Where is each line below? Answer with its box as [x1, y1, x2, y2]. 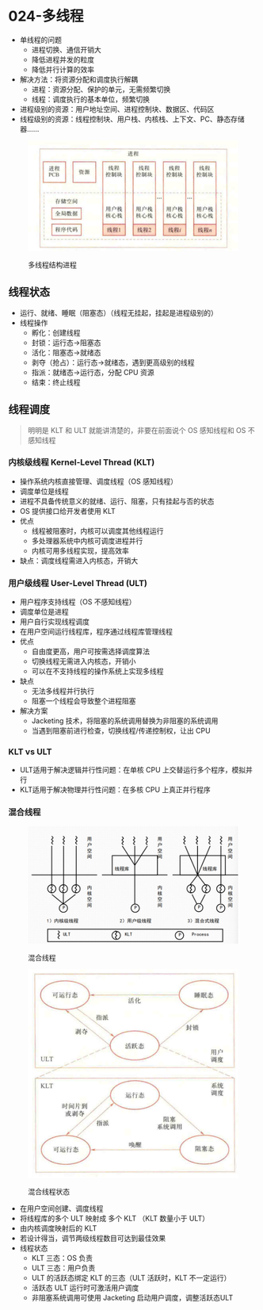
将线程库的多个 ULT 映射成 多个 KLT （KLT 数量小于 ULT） [19, 1214, 210, 1224]
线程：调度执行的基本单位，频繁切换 [31, 94, 151, 104]
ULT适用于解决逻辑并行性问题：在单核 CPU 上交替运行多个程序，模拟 [19, 765, 246, 775]
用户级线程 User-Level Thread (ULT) [8, 577, 148, 588]
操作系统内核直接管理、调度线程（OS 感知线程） [19, 477, 178, 486]
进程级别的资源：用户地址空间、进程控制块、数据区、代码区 [19, 104, 215, 113]
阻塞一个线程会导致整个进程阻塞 [31, 696, 136, 706]
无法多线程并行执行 [31, 687, 95, 696]
